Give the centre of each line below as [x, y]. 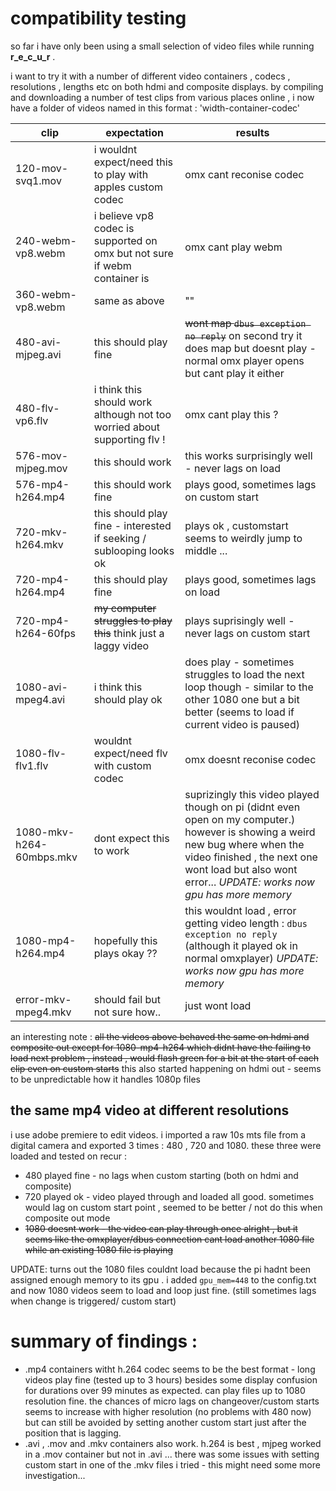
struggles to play [133, 620]
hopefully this [125, 940]
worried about [126, 427]
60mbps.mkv [46, 857]
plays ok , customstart [236, 525]
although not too [132, 414]
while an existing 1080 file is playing [98, 1249]
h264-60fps [45, 633]
